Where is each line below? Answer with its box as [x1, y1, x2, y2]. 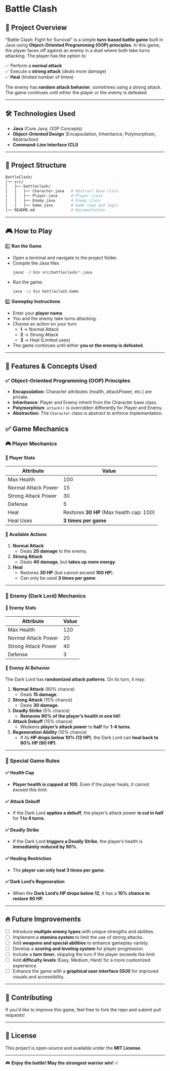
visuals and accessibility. [12, 974, 65, 980]
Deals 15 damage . [20, 691, 58, 697]
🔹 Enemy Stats [5, 605, 36, 611]
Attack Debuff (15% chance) [12, 718, 73, 724]
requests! [5, 1012, 25, 1018]
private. [12, 393, 29, 400]
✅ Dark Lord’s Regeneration [5, 879, 65, 885]
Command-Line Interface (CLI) [12, 141, 78, 147]
